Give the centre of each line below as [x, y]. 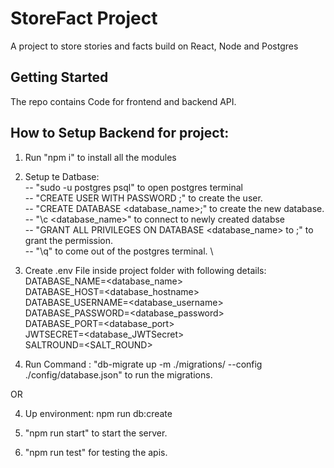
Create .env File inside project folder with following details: [145, 270]
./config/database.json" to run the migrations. [118, 374]
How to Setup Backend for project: [120, 133]
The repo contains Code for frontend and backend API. [123, 101]
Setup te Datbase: [62, 176]
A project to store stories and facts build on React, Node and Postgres [154, 46]
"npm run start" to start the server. [96, 433]
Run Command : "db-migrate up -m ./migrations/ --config [143, 364]
